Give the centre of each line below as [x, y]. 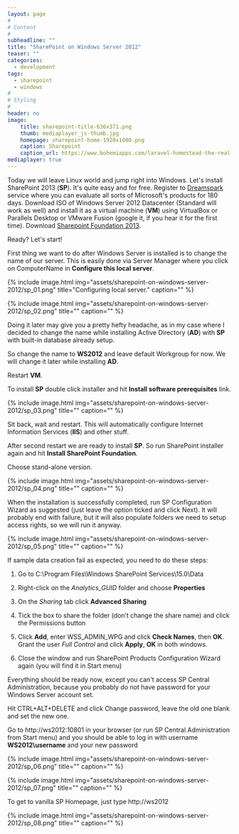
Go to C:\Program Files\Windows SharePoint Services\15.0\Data [111, 574]
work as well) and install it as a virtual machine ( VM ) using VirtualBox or [113, 210]
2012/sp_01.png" [32, 289]
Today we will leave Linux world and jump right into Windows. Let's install [115, 180]
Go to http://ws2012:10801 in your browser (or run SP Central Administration [119, 730]
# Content [22, 27]
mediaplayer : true [34, 160]
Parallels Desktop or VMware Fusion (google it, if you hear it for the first [112, 217]
